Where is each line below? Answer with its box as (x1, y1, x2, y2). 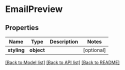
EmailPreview (5, 3, 63, 15)
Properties (5, 23, 39, 32)
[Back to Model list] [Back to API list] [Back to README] (5, 59, 120, 65)
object (29, 46, 45, 53)
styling (7, 46, 25, 53)
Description (49, 38, 78, 45)
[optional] (83, 46, 106, 53)
